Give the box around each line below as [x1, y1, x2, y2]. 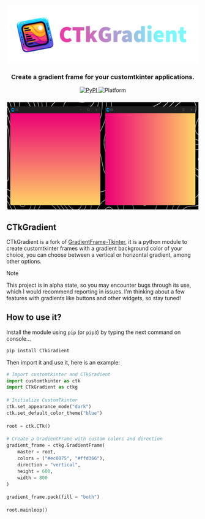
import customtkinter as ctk [6, 377, 81, 384]
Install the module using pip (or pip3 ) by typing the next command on [6, 328, 181, 336]
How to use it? [6, 312, 62, 323]
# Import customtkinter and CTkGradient [6, 371, 111, 377]
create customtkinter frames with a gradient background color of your [6, 244, 182, 252]
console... [6, 335, 32, 342]
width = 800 [17, 474, 48, 481]
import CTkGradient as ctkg [6, 384, 78, 390]
